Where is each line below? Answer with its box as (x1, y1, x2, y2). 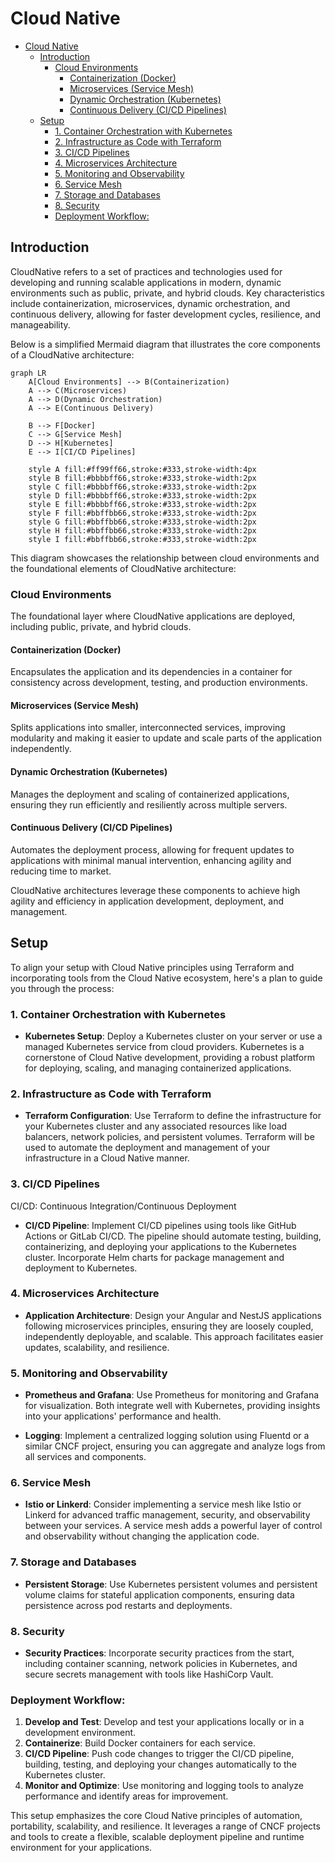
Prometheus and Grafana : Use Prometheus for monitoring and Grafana (24, 1389, 320, 1401)
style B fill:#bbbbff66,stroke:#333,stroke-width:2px (28, 473, 257, 483)
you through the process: (10, 982, 115, 994)
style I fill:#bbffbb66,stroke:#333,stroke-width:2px (28, 534, 257, 544)
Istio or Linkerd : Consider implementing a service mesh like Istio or (24, 1498, 302, 1511)
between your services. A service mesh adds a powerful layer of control (24, 1520, 323, 1532)
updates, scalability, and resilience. (24, 1341, 170, 1353)
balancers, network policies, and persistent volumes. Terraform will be (24, 1131, 315, 1143)
